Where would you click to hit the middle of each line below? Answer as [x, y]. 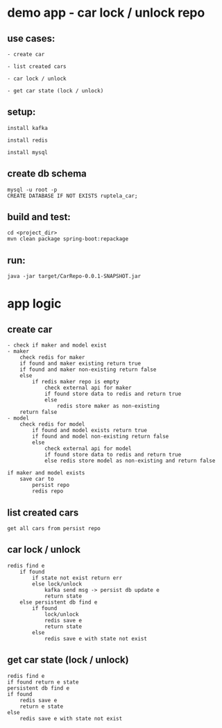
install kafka [28, 128]
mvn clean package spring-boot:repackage [68, 239]
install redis [28, 140]
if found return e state [43, 682]
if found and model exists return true [90, 431]
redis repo [48, 491]
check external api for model [88, 449]
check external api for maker [88, 388]
